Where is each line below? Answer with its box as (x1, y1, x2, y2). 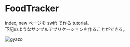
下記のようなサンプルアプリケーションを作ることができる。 (5, 26, 128, 32)
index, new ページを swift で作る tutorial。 (5, 20, 92, 26)
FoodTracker (5, 3, 59, 14)
